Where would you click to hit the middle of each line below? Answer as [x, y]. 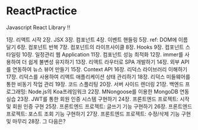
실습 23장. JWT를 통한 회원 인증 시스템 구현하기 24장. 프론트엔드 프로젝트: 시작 [98, 99]
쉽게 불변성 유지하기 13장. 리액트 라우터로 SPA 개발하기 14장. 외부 [104, 62]
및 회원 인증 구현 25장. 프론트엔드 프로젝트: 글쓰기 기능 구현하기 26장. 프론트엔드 [99, 106]
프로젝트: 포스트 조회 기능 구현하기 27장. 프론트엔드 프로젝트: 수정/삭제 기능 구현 [99, 113]
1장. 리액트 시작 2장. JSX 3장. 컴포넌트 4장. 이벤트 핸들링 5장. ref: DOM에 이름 [97, 39]
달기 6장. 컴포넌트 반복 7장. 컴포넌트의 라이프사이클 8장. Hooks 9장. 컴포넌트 [95, 47]
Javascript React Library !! [38, 27]
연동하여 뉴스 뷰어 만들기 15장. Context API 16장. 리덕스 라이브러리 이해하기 [100, 69]
